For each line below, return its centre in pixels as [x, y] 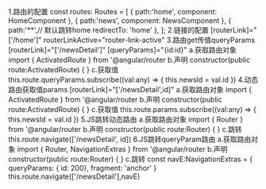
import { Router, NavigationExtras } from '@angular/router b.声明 [122, 149]
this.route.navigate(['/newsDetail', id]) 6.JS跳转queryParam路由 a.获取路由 [130, 139]
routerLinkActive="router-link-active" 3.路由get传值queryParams [149, 40]
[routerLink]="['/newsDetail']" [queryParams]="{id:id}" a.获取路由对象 [122, 50]
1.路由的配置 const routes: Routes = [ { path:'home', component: [112, 12]
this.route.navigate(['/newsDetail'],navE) [74, 176]
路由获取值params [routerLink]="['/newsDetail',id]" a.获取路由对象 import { [130, 89]
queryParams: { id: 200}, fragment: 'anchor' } [83, 168]
